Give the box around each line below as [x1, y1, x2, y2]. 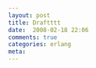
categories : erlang [8, 41, 72, 48]
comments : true [8, 33, 58, 41]
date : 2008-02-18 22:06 [8, 26, 89, 34]
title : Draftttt [8, 19, 61, 27]
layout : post [8, 11, 51, 20]
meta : [8, 48, 26, 55]
